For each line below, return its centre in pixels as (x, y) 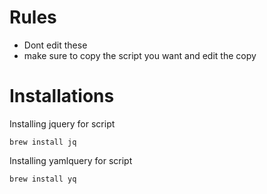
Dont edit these (55, 45)
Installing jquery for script (62, 123)
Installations (62, 96)
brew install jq (43, 142)
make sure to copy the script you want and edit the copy (140, 55)
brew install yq (43, 179)
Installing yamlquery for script (71, 160)
